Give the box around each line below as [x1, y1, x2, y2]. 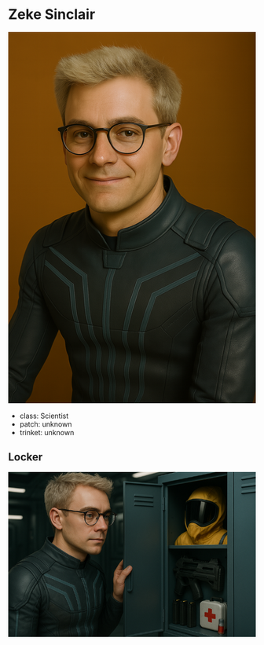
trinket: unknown [19, 427, 75, 437]
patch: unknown [19, 419, 72, 429]
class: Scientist [19, 411, 69, 420]
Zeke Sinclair [8, 5, 96, 24]
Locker [8, 450, 43, 464]
